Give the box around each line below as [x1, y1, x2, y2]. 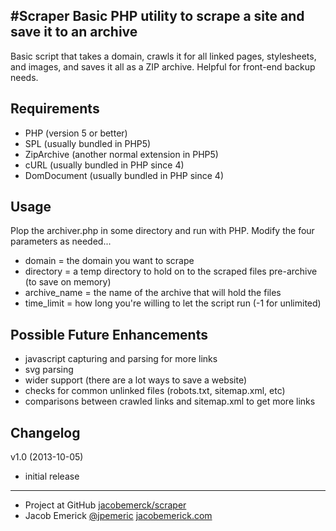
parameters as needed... [10, 235, 112, 248]
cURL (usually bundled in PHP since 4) [24, 159, 185, 171]
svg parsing [24, 364, 74, 376]
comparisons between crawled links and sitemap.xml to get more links [24, 395, 316, 408]
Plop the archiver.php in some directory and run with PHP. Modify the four [10, 225, 315, 237]
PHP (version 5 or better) [24, 127, 128, 139]
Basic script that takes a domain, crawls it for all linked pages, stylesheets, [10, 50, 317, 62]
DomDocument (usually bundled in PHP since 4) [24, 169, 224, 181]
